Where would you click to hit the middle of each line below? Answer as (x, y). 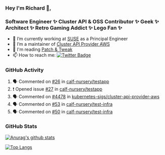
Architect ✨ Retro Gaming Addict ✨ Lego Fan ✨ (64, 28)
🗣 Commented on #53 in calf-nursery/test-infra (62, 104)
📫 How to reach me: (34, 55)
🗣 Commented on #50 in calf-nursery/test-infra (62, 111)
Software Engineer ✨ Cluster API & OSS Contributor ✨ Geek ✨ (82, 21)
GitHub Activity (24, 70)
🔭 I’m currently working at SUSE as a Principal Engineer (70, 39)
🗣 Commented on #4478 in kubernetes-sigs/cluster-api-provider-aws (86, 96)
